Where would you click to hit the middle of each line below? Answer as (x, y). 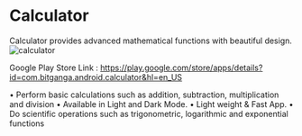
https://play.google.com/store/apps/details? (182, 68)
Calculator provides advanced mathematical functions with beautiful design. (151, 41)
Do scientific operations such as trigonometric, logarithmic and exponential (149, 113)
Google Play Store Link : (54, 68)
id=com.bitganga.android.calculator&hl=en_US (96, 77)
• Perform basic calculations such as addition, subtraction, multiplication (144, 95)
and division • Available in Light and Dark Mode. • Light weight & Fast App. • (151, 104)
